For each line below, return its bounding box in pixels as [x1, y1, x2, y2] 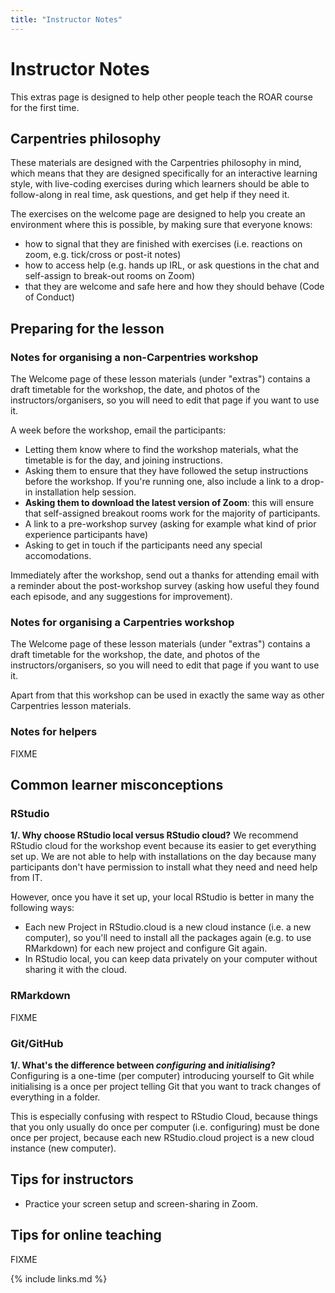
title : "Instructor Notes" [10, 14, 123, 25]
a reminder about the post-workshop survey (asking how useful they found [10, 580, 320, 592]
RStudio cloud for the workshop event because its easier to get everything [10, 840, 317, 852]
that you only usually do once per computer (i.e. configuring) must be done [10, 1121, 320, 1133]
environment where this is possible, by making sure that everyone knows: [10, 219, 313, 231]
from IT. [10, 872, 43, 884]
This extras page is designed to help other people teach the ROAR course [10, 91, 313, 103]
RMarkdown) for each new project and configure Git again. [24, 942, 268, 955]
